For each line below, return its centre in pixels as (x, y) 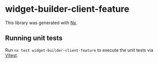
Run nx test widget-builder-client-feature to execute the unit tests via (79, 50)
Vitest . (12, 55)
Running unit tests (34, 38)
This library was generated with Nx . (41, 23)
